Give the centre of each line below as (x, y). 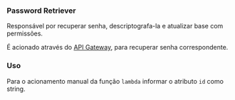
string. (16, 89)
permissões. (25, 33)
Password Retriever (41, 11)
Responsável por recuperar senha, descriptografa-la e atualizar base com (115, 26)
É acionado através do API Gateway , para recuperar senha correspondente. (117, 48)
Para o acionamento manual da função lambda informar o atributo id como (115, 81)
